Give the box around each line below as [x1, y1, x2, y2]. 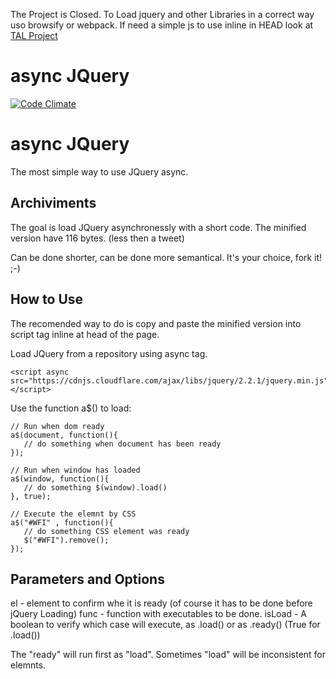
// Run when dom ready [10, 421, 105, 431]
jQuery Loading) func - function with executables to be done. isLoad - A [10, 608, 308, 620]
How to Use [10, 291, 84, 308]
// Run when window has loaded [10, 465, 141, 475]
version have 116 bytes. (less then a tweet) [10, 232, 185, 244]
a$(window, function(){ [10, 474, 110, 484]
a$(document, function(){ [10, 430, 118, 440]
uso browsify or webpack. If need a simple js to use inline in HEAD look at [10, 19, 314, 31]
